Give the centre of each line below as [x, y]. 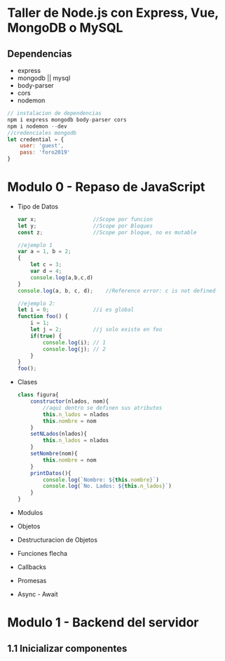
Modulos [30, 513]
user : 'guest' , [42, 146]
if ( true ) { [46, 336]
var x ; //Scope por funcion [85, 219]
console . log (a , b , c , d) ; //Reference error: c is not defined [116, 291]
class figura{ [38, 395]
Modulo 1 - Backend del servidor [103, 623]
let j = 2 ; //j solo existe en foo [96, 330]
